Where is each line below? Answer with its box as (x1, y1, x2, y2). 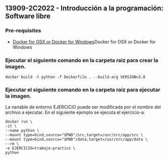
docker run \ (5, 119, 33, 125)
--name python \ (5, 128, 39, 133)
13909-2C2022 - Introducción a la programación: (5, 4, 164, 13)
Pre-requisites (5, 27, 41, 34)
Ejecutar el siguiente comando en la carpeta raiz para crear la (5, 57, 158, 64)
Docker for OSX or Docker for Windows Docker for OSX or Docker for (12, 38, 156, 45)
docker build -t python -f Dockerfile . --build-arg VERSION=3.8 (5, 74, 145, 79)
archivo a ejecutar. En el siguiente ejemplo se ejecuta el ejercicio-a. (5, 109, 145, 115)
